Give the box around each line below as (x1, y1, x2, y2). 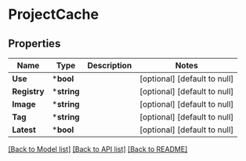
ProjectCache (8, 5, 99, 24)
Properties (8, 37, 61, 50)
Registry (12, 86, 45, 97)
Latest (12, 124, 37, 135)
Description (87, 60, 132, 71)
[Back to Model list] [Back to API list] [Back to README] (8, 145, 188, 154)
